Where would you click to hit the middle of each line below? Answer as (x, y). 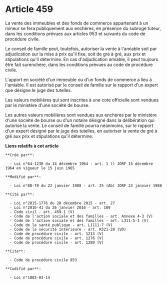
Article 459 (29, 9)
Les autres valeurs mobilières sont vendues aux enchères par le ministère (81, 115)
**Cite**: (15, 251)
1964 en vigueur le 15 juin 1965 (40, 168)
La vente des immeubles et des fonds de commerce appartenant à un (77, 23)
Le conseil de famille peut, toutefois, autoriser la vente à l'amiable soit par (81, 48)
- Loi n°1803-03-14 (30, 277)
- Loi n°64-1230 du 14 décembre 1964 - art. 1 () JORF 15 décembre (81, 163)
